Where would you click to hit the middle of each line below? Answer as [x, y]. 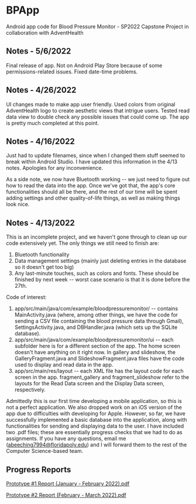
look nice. [18, 204]
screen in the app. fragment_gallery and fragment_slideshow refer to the [102, 377]
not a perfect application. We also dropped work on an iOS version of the [94, 407]
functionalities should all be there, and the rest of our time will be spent [92, 192]
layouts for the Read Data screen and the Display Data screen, [90, 384]
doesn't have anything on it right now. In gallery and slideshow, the [95, 352]
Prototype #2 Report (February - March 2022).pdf [66, 495]
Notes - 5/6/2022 [39, 51]
